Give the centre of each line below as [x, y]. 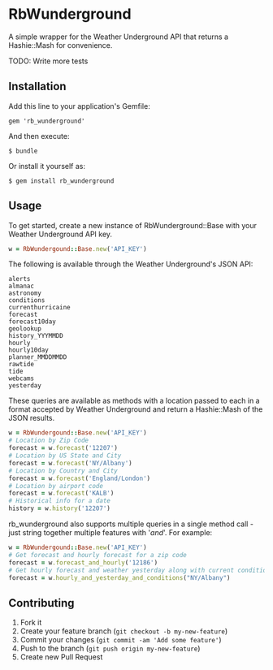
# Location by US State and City [65, 456]
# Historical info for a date [60, 501]
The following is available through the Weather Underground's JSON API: [131, 264]
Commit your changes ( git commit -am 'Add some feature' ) [121, 640]
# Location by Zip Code [49, 441]
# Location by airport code [56, 486]
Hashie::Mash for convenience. [61, 45]
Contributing [41, 603]
